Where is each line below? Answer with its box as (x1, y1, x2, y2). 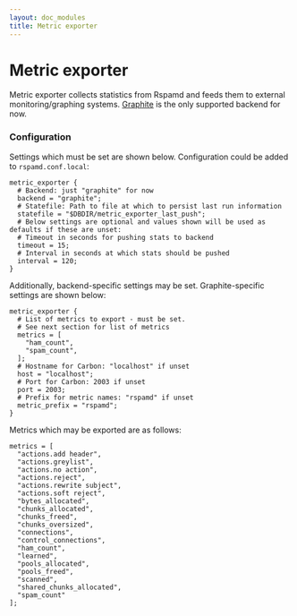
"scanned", (17, 575, 58, 584)
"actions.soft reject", (17, 489, 106, 498)
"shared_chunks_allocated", (17, 583, 123, 592)
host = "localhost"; (17, 369, 94, 379)
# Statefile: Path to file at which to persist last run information (17, 201, 282, 210)
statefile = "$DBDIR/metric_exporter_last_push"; (17, 210, 206, 218)
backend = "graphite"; (17, 193, 102, 202)
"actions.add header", (17, 449, 102, 458)
